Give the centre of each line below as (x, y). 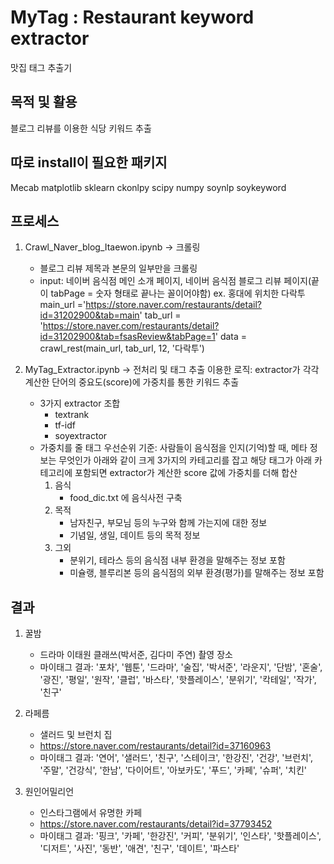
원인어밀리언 (49, 792)
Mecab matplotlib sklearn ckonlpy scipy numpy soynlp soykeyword (148, 187)
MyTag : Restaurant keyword (132, 17)
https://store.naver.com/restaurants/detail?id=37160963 (155, 746)
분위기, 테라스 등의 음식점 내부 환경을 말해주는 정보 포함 (177, 560)
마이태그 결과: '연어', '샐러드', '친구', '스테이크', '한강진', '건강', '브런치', (176, 758)
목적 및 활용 (44, 102)
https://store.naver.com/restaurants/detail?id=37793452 (156, 824)
